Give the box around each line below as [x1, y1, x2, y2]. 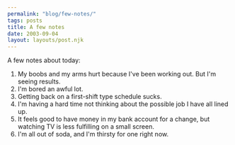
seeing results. [17, 77, 62, 86]
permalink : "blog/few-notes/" [7, 10, 97, 18]
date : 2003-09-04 [7, 30, 59, 37]
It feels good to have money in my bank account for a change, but [17, 115, 210, 124]
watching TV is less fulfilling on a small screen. [17, 122, 154, 131]
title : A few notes [7, 23, 65, 30]
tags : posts [7, 17, 42, 24]
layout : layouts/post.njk [7, 37, 84, 44]
